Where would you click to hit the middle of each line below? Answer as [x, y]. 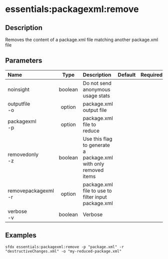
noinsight [19, 89]
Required [152, 74]
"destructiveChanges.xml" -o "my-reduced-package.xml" [63, 251]
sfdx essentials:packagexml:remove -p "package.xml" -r [64, 247]
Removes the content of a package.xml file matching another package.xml [82, 39]
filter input [95, 197]
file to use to [97, 190]
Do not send [97, 83]
